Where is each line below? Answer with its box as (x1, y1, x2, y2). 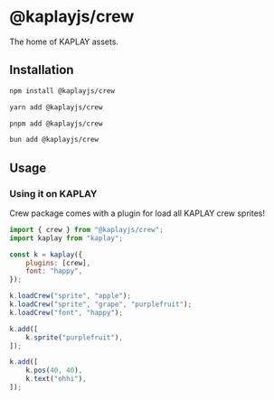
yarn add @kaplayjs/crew (9, 102, 103, 112)
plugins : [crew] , (25, 258, 91, 267)
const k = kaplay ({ (9, 250, 83, 259)
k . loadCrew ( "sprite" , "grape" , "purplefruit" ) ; (9, 300, 193, 309)
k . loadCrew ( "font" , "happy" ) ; (9, 308, 124, 317)
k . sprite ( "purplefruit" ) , (25, 332, 124, 342)
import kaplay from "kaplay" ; (9, 233, 124, 243)
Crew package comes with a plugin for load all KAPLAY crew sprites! (9, 208, 265, 219)
